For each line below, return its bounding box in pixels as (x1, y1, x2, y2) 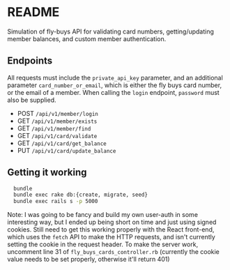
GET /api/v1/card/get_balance (17, 139, 107, 147)
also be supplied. (7, 96, 57, 104)
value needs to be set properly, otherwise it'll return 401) (7, 255, 170, 264)
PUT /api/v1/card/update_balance (17, 146, 116, 154)
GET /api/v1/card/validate (17, 131, 98, 140)
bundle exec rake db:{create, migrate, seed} (13, 191, 148, 199)
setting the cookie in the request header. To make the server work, (7, 240, 199, 248)
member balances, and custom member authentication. (7, 34, 167, 43)
